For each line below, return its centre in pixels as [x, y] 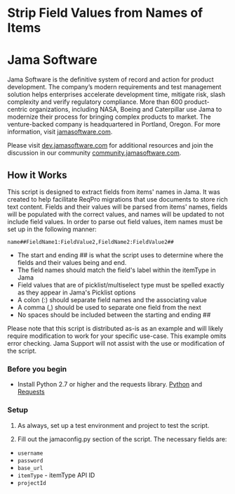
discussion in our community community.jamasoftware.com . [94, 153]
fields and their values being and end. [72, 262]
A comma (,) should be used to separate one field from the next [109, 307]
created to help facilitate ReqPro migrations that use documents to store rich [117, 199]
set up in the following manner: [52, 229]
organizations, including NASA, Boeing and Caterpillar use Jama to [126, 110]
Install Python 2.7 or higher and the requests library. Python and [110, 384]
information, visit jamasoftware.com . [60, 132]
